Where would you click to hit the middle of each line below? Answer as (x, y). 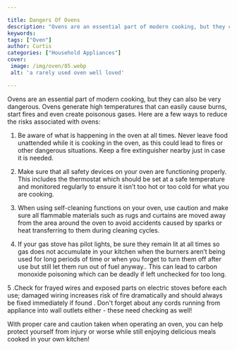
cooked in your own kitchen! (48, 339)
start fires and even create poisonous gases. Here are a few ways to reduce (117, 114)
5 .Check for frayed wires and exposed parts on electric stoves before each (117, 288)
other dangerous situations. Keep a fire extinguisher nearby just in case (121, 150)
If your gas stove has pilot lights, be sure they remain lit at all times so (119, 244)
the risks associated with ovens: (54, 122)
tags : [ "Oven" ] (30, 40)
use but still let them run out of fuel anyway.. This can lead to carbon (117, 267)
